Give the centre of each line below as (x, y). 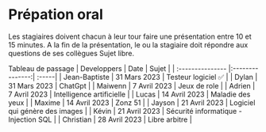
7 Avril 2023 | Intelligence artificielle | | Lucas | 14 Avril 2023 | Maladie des (129, 94)
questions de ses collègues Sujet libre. (71, 53)
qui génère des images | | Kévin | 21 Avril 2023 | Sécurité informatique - (125, 111)
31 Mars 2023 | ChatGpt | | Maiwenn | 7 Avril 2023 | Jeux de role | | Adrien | (132, 85)
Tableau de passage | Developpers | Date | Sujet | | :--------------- (118, 68)
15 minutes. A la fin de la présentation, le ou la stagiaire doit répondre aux (128, 44)
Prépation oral (56, 15)
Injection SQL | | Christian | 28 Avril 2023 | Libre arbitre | (100, 119)
